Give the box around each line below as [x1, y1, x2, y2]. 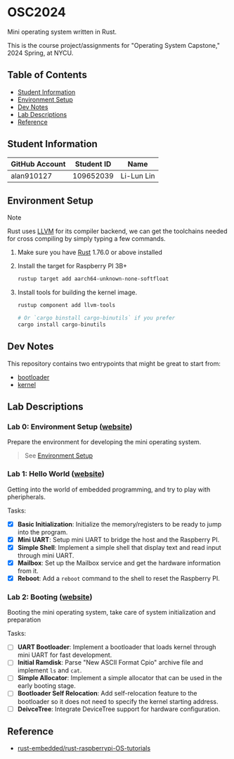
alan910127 [11, 170, 53, 180]
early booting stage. [17, 682, 76, 690]
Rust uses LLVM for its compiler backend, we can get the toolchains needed [7, 227, 228, 236]
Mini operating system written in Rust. [7, 27, 117, 36]
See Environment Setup [24, 451, 93, 460]
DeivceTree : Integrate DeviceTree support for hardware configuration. [17, 705, 221, 713]
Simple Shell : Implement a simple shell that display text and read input [17, 543, 221, 551]
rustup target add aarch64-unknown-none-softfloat [17, 275, 169, 282]
